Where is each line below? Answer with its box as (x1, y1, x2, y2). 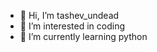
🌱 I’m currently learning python (19, 31, 148, 42)
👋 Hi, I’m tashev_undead (19, 10, 120, 21)
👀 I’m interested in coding (19, 20, 126, 32)
